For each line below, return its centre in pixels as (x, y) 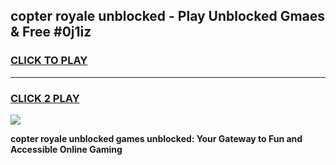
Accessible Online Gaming (66, 149)
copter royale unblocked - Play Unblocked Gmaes (168, 16)
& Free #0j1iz (51, 32)
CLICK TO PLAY (49, 61)
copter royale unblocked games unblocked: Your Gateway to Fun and (156, 138)
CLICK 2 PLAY (45, 98)
